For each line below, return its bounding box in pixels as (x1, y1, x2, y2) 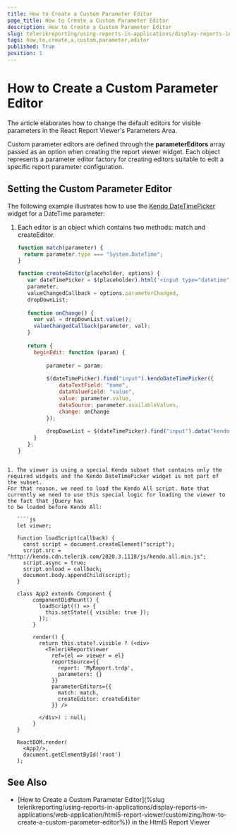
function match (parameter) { (17, 244, 104, 251)
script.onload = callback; (23, 565, 102, 573)
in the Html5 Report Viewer (131, 817, 210, 826)
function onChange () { (27, 309, 94, 317)
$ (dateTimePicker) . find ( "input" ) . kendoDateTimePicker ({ (46, 375, 214, 383)
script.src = (23, 547, 61, 554)
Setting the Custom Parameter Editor (7, 183, 173, 195)
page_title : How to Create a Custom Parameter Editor (7, 17, 169, 24)
